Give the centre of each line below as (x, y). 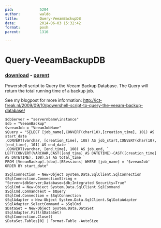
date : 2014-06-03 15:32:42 (43, 23)
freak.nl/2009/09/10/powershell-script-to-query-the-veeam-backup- (74, 106)
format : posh (27, 28)
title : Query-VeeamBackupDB (43, 18)
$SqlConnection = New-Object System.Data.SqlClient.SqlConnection (73, 175)
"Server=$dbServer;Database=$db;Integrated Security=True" (66, 183)
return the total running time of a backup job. (50, 91)
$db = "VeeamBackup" (26, 124)
